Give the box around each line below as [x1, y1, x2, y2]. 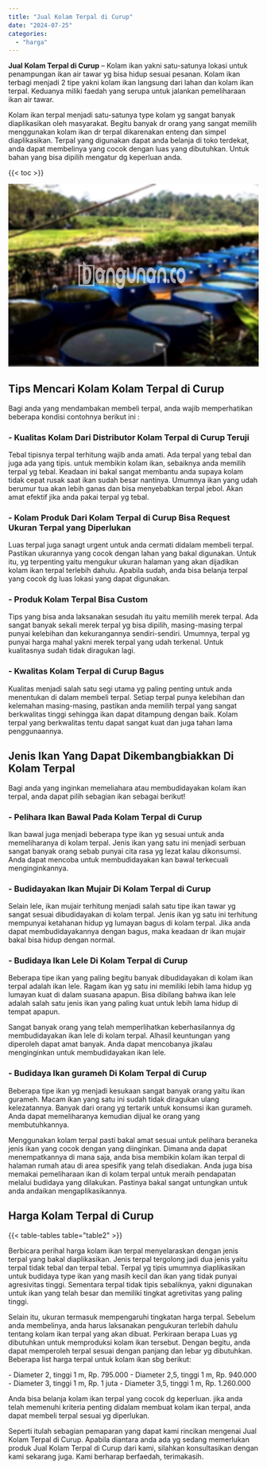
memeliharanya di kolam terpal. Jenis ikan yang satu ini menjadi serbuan [8, 838, 246, 847]
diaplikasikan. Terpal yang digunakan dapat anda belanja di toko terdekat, [8, 136, 250, 145]
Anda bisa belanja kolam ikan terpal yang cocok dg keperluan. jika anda [8, 1393, 243, 1403]
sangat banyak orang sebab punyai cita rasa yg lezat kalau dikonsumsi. [8, 846, 242, 856]
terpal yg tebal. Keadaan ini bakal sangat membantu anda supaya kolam [8, 466, 244, 476]
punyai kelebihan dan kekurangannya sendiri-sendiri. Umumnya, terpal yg [8, 629, 250, 638]
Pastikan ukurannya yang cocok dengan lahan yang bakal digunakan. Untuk [8, 548, 257, 558]
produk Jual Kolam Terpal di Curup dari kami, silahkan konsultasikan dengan [8, 1443, 259, 1452]
